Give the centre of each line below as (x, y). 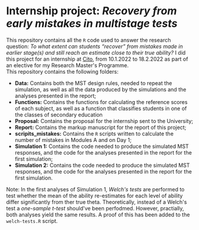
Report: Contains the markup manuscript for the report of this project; (100, 127)
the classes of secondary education (59, 115)
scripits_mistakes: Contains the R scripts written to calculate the (94, 133)
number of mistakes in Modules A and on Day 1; (73, 140)
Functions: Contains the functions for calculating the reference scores (101, 102)
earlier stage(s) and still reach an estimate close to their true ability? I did (96, 52)
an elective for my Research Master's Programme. (67, 65)
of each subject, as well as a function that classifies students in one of (101, 108)
